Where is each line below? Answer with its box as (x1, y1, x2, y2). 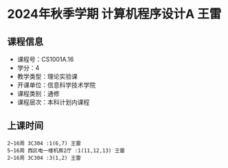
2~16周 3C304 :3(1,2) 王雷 (7, 154, 81, 161)
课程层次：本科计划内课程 (16, 98, 90, 106)
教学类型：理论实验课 (16, 73, 78, 80)
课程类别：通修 (16, 90, 60, 97)
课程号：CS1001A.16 (16, 56, 74, 63)
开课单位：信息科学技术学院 (16, 81, 96, 89)
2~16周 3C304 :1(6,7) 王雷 (7, 140, 81, 147)
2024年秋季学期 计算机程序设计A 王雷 (7, 6, 222, 22)
